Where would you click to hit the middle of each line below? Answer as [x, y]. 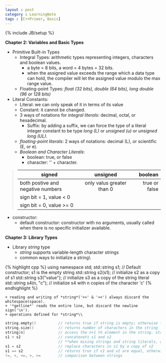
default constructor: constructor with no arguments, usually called [87, 223]
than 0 [106, 189]
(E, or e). [28, 147]
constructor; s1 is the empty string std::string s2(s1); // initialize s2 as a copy [83, 272]
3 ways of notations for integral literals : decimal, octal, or [78, 115]
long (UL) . [37, 136]
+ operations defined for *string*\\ [44, 315]
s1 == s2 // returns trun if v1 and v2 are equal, [75, 351]
